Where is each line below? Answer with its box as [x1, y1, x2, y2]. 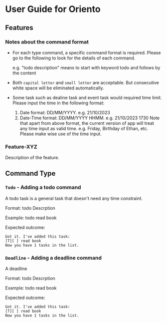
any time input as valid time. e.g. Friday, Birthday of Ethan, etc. [19, 125, 149, 131]
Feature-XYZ [5, 143, 37, 150]
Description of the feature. [5, 155, 60, 161]
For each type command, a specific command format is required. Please [12, 49, 161, 55]
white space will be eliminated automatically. [12, 85, 104, 91]
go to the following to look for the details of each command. [12, 55, 136, 61]
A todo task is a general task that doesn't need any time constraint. [5, 195, 143, 201]
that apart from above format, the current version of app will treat [19, 120, 155, 126]
